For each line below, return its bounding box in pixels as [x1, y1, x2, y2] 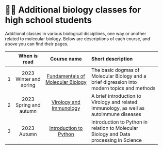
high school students [5, 15, 92, 26]
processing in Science [91, 136, 142, 143]
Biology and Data [91, 131, 130, 137]
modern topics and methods [91, 85, 156, 91]
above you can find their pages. [5, 41, 69, 46]
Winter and [15, 75, 41, 82]
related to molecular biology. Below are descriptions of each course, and [5, 36, 150, 42]
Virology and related [91, 99, 138, 105]
